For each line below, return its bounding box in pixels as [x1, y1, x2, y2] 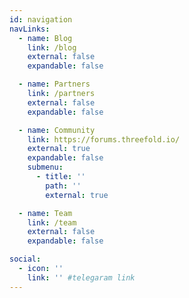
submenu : [27, 162, 64, 173]
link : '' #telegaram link [27, 272, 136, 283]
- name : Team [18, 208, 73, 218]
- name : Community [18, 125, 96, 135]
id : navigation [9, 14, 73, 25]
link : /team [27, 217, 77, 228]
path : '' [45, 181, 82, 191]
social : [9, 254, 42, 265]
